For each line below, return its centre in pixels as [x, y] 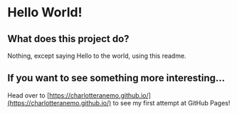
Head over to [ [28, 95]
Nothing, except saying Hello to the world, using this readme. [97, 56]
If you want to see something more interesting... [116, 78]
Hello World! [45, 12]
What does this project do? [68, 39]
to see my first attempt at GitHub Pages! [172, 103]
